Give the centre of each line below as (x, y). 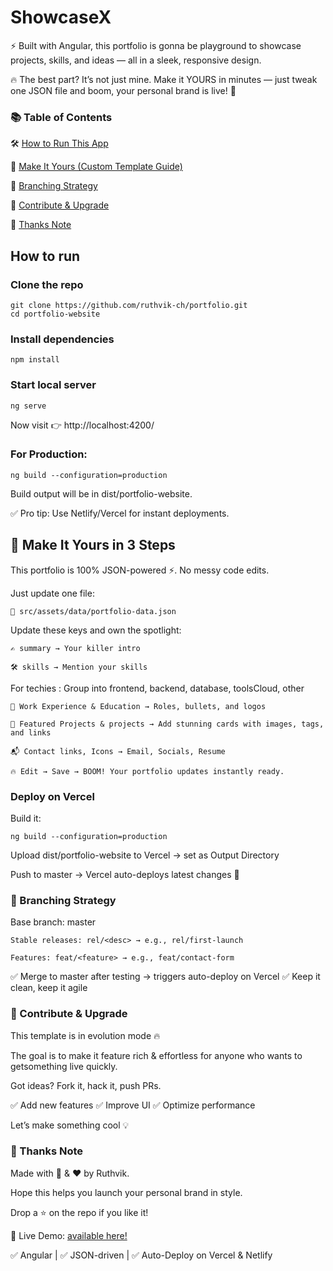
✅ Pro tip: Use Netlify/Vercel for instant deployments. (120, 513)
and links (31, 732)
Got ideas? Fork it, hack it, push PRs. (86, 1085)
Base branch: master (53, 922)
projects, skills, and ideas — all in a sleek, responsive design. (136, 60)
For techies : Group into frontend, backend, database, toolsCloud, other (157, 688)
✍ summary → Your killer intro (75, 648)
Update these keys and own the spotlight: (96, 630)
